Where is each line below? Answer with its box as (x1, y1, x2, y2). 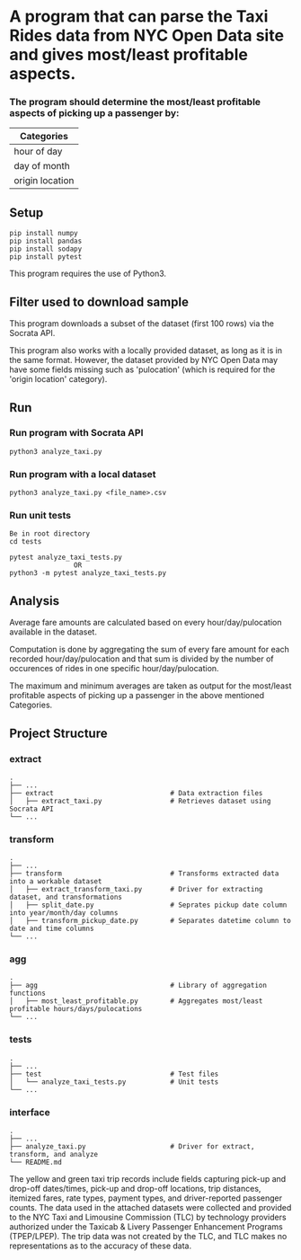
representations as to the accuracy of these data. (9, 1240, 191, 1251)
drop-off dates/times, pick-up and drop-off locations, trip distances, (9, 1184, 261, 1194)
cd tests (9, 537, 42, 546)
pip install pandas (9, 236, 83, 246)
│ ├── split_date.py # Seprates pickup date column (9, 901, 288, 910)
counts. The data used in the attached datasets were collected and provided (9, 1202, 292, 1213)
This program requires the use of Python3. (9, 268, 167, 280)
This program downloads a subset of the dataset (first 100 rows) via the (9, 318, 274, 329)
